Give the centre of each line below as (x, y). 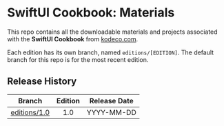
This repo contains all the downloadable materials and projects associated (113, 32)
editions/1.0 (30, 112)
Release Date (111, 101)
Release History (42, 82)
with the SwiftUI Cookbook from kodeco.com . (73, 39)
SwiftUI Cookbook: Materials (91, 13)
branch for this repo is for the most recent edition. (78, 59)
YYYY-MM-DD (111, 112)
